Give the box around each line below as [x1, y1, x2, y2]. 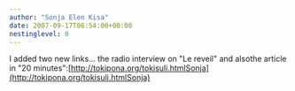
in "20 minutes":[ [9, 63, 72, 73]
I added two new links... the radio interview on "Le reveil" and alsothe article [9, 54, 287, 64]
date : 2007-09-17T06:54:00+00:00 [9, 21, 133, 30]
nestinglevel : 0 [9, 29, 69, 38]
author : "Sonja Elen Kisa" [9, 12, 109, 22]
